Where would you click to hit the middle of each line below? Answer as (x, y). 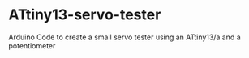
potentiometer (32, 45)
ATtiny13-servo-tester (85, 15)
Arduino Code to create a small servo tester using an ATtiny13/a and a (124, 37)
